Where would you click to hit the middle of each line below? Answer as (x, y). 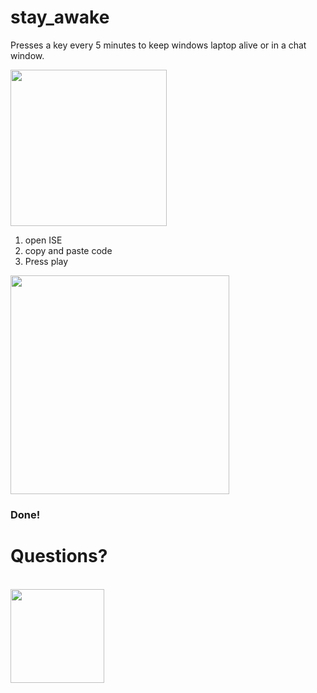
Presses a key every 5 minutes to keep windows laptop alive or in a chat (158, 45)
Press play (46, 261)
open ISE (43, 240)
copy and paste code (68, 250)
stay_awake (60, 17)
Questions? (59, 556)
